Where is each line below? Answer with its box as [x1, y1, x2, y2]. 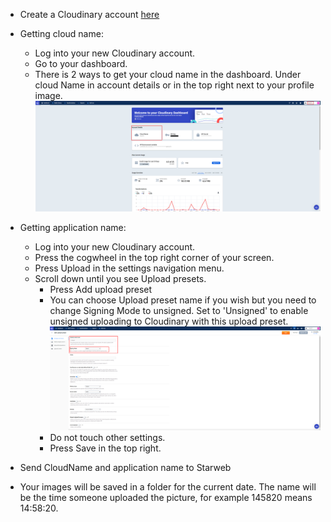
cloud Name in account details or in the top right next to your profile [34, 79, 315, 91]
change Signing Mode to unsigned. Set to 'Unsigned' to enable [49, 304, 309, 316]
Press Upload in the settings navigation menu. [34, 262, 225, 274]
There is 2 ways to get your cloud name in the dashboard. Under [34, 69, 302, 80]
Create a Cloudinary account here [19, 9, 160, 20]
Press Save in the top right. [49, 442, 162, 454]
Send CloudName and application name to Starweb [19, 462, 232, 474]
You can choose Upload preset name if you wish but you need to [49, 294, 317, 306]
